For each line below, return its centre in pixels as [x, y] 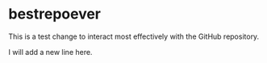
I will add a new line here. [50, 52]
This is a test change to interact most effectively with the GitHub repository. [134, 36]
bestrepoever [55, 14]
